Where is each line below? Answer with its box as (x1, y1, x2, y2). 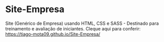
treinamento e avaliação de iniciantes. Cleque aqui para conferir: (5, 25, 141, 31)
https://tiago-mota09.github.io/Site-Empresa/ (5, 31, 100, 37)
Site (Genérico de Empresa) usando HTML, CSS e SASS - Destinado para (5, 20, 159, 26)
